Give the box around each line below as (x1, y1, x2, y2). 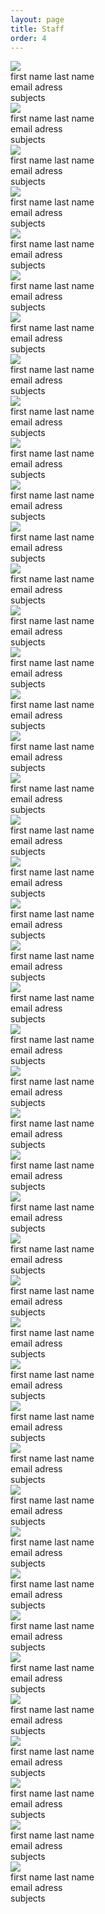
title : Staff (10, 24, 65, 34)
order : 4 (10, 33, 47, 43)
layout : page (10, 14, 65, 25)
